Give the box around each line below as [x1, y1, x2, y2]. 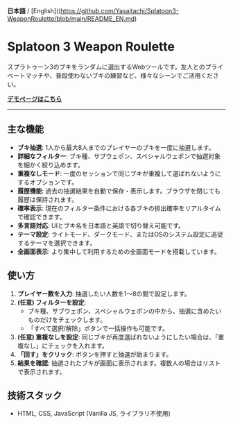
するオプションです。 [17, 178, 78, 186]
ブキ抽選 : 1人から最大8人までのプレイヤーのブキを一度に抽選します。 [17, 143, 215, 151]
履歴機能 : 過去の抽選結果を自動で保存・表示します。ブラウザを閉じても [17, 187, 221, 195]
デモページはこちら [7, 94, 62, 103]
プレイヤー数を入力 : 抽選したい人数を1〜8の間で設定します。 [17, 289, 191, 298]
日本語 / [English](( [7, 7, 61, 15]
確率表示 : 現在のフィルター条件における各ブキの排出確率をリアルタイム [17, 204, 222, 212]
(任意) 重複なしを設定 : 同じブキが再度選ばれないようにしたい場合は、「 [17, 332, 218, 341]
